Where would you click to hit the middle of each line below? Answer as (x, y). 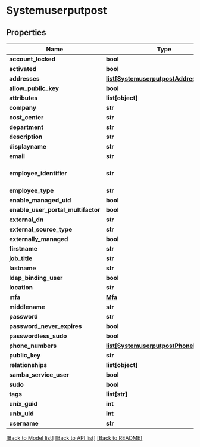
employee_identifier (38, 173)
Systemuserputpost (57, 10)
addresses (24, 78)
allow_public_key (34, 88)
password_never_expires (46, 326)
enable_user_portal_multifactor (55, 210)
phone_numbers (33, 346)
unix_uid (21, 414)
